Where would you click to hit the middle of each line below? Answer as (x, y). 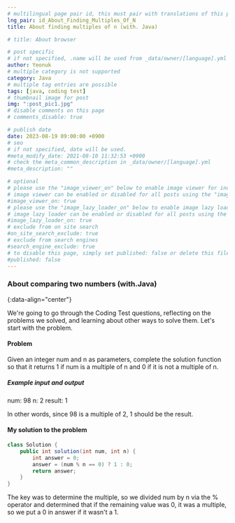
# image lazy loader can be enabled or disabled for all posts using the (117, 214)
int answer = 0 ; (56, 458)
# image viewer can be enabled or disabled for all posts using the (109, 194)
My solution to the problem (47, 430)
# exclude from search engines (53, 240)
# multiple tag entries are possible (62, 85)
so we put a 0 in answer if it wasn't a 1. (63, 512)
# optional (23, 182)
